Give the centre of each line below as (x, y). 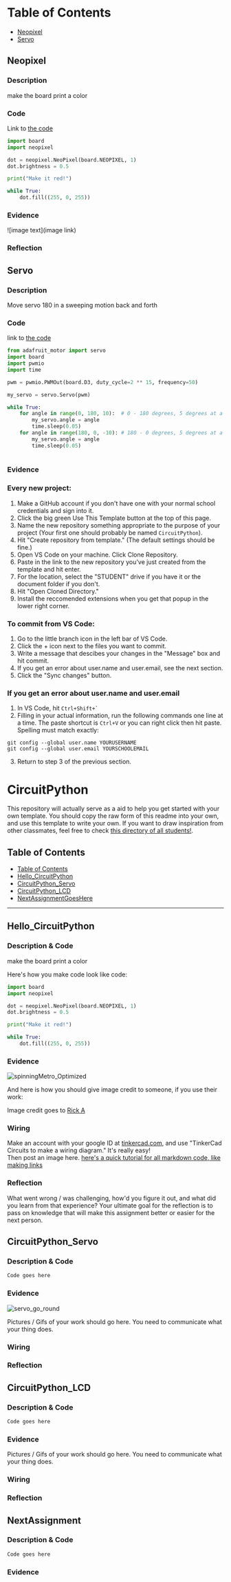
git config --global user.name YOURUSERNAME (72, 743)
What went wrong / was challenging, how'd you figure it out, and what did (112, 1198)
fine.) (24, 547)
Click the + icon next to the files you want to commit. (92, 646)
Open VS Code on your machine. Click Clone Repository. (97, 554)
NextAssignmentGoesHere (55, 899)
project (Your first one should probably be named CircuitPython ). (110, 532)
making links (25, 1165)
